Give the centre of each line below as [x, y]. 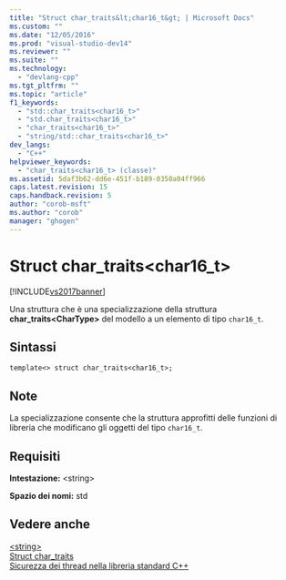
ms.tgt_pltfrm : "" [44, 86]
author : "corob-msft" [51, 204]
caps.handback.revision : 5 [61, 196]
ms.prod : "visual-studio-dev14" [71, 43]
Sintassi [33, 347]
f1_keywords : [34, 102]
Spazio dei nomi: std [49, 496]
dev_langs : [30, 145]
